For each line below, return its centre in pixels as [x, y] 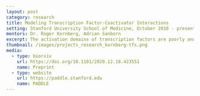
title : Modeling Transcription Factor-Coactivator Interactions [87, 23]
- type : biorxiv [32, 56]
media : [14, 51]
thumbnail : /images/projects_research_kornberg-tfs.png [77, 45]
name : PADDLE [33, 84]
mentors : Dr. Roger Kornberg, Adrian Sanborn [63, 34]
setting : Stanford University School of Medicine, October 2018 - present [101, 28]
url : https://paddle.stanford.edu [60, 78]
